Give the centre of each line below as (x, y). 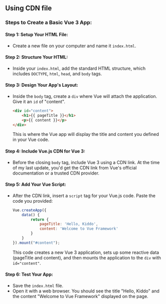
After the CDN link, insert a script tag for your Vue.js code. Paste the (84, 196)
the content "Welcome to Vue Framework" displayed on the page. (80, 296)
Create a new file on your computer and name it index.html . (74, 46)
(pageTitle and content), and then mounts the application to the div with (87, 257)
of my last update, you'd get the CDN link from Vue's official (74, 168)
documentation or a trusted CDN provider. (56, 173)
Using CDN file (29, 8)
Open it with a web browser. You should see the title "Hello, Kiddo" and (86, 291)
